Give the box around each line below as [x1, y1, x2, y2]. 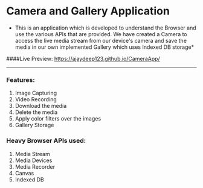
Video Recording [14, 96, 57, 103]
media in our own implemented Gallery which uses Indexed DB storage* [14, 43, 195, 51]
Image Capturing [14, 89, 57, 97]
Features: [6, 75, 35, 84]
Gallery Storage [14, 122, 54, 129]
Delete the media [14, 108, 58, 116]
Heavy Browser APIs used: [6, 137, 86, 145]
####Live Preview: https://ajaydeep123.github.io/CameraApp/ [6, 55, 160, 62]
